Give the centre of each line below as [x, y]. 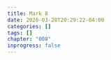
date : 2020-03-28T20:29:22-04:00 [56, 20]
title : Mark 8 [28, 13]
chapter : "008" [29, 39]
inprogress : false [34, 46]
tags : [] [20, 33]
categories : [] [29, 26]
